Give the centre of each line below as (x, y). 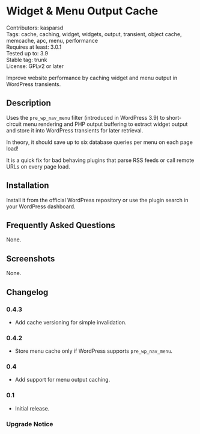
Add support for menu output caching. (62, 380)
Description (29, 103)
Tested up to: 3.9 (27, 53)
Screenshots (31, 259)
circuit (14, 124)
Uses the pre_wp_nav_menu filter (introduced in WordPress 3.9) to (86, 117)
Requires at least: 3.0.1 (34, 47)
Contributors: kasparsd (35, 28)
